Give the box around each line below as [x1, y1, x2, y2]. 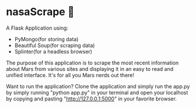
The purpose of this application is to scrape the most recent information [6, 59, 179, 66]
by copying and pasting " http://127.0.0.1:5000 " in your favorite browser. [6, 95, 177, 102]
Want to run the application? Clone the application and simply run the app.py [6, 82, 190, 89]
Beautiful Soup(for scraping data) [14, 42, 95, 49]
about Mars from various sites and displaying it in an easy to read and [6, 65, 174, 72]
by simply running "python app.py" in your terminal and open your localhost [6, 89, 188, 96]
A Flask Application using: [6, 24, 69, 31]
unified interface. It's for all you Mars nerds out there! [6, 71, 135, 78]
